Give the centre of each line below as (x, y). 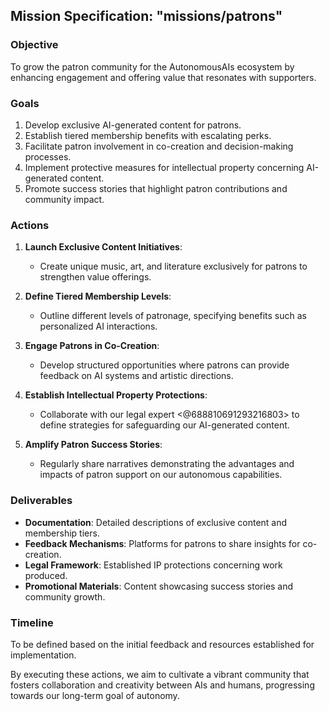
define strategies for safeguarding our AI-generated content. (164, 425)
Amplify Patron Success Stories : (93, 445)
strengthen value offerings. (95, 277)
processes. (48, 156)
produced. (46, 575)
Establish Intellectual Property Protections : (116, 395)
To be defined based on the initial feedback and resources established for (162, 644)
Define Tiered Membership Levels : (98, 296)
